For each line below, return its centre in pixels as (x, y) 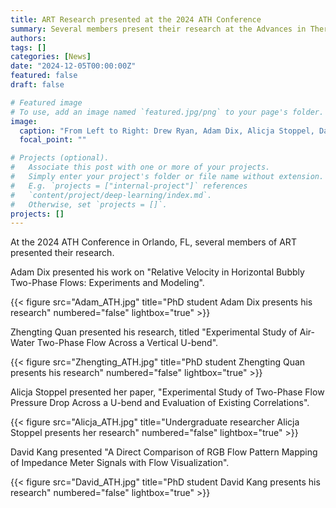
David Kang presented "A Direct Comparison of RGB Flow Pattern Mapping (164, 452)
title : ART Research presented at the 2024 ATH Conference (136, 19)
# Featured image (46, 102)
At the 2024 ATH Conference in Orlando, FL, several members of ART (153, 242)
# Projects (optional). (60, 158)
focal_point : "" (53, 140)
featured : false (44, 76)
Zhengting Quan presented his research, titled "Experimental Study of (154, 332)
